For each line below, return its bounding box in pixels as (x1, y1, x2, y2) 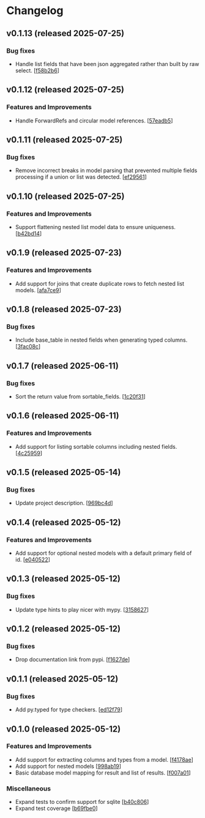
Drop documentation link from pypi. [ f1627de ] (15, 656, 130, 663)
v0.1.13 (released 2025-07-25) (6, 28, 124, 39)
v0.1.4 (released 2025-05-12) (6, 517, 121, 527)
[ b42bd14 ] (15, 230, 42, 237)
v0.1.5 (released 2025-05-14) (6, 467, 121, 478)
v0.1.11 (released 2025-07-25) (6, 134, 123, 144)
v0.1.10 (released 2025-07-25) (6, 191, 125, 201)
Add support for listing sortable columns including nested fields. (15, 443, 177, 450)
